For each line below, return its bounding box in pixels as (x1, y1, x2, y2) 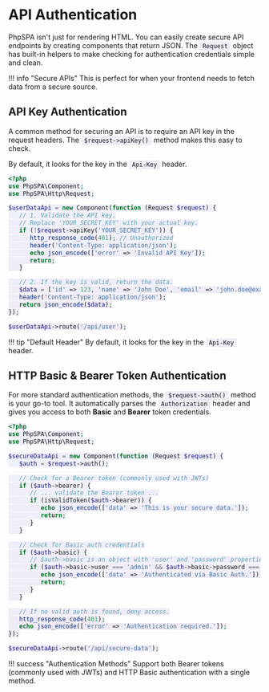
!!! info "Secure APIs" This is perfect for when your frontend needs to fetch (8, 73, 255, 83)
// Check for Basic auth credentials (18, 540, 146, 549)
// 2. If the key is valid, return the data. (18, 279, 174, 287)
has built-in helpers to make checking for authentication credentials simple (8, 49, 255, 59)
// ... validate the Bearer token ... (29, 489, 159, 497)
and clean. (8, 58, 43, 67)
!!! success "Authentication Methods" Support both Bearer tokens (8, 659, 224, 669)
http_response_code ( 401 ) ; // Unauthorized (29, 234, 174, 242)
